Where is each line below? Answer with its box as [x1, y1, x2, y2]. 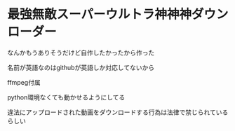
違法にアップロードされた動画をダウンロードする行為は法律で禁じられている [7, 108, 229, 116]
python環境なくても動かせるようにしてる [7, 92, 126, 102]
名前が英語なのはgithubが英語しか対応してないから [7, 63, 155, 71]
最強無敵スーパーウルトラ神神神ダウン [7, 6, 229, 22]
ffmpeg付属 [7, 78, 41, 86]
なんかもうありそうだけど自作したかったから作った [7, 48, 155, 57]
